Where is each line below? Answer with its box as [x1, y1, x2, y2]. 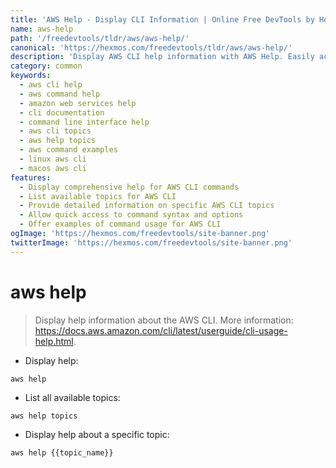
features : [10, 172, 52, 183]
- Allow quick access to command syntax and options [19, 210, 244, 220]
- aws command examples [19, 145, 118, 155]
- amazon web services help [19, 98, 137, 108]
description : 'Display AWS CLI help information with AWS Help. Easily [10, 52, 315, 62]
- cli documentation [19, 107, 105, 118]
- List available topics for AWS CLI [19, 191, 177, 201]
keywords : [10, 71, 52, 81]
